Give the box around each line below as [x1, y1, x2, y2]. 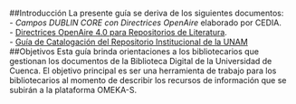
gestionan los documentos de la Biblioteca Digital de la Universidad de [9, 56, 272, 66]
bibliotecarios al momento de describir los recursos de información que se [9, 75, 287, 85]
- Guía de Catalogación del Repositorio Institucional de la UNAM [9, 36, 249, 47]
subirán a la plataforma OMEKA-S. [9, 85, 138, 95]
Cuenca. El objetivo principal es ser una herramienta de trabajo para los [9, 65, 277, 76]
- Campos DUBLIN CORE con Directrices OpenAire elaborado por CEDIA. [9, 17, 282, 28]
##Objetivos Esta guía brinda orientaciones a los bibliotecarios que [9, 46, 260, 57]
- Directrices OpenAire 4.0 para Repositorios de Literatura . [9, 27, 228, 37]
